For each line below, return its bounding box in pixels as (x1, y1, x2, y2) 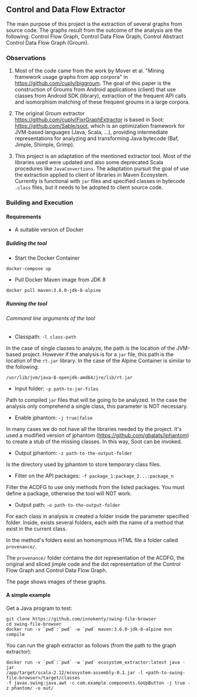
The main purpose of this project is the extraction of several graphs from (6, 20, 182, 27)
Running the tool (6, 300, 48, 307)
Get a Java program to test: (6, 605, 72, 612)
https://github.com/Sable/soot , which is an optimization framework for (14, 122, 185, 130)
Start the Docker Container (14, 254, 80, 261)
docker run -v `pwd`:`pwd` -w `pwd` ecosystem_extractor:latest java (6, 659, 181, 665)
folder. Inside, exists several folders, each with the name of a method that (6, 519, 184, 526)
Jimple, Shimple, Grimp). (14, 141, 75, 148)
